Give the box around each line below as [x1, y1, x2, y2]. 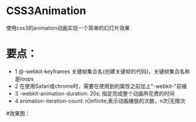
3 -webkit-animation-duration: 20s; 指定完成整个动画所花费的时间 [14, 90, 175, 97]
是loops [14, 75, 34, 82]
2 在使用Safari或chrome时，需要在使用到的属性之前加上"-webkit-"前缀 [14, 83, 188, 90]
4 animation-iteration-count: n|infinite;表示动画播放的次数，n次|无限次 [14, 97, 185, 104]
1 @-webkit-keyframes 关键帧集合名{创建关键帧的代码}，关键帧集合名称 [14, 68, 191, 75]
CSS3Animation [6, 4, 86, 18]
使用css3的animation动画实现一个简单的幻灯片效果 [6, 24, 130, 31]
